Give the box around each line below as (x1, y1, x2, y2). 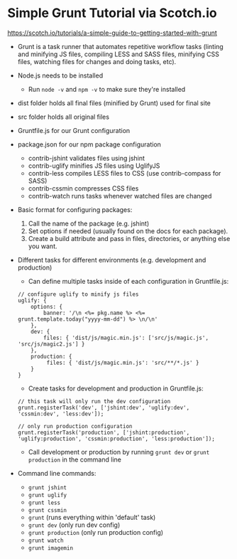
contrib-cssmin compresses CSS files (28, 183, 139, 193)
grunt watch (28, 537, 64, 544)
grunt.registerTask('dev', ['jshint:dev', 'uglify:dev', (17, 404, 190, 411)
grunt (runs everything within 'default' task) (28, 513, 156, 521)
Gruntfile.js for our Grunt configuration (17, 126, 131, 134)
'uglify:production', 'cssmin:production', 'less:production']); (17, 435, 215, 442)
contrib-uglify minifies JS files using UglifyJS (28, 161, 160, 170)
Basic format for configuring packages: (17, 205, 133, 214)
